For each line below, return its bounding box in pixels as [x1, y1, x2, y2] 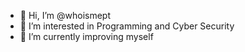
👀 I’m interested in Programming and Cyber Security [19, 20, 235, 32]
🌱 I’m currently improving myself [19, 31, 154, 42]
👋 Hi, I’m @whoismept [19, 10, 112, 21]
